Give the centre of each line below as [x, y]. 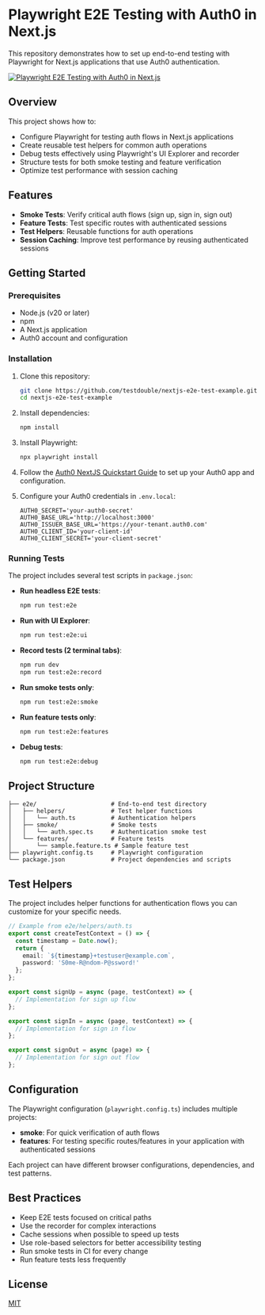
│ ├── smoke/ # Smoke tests [83, 825]
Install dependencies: [55, 413]
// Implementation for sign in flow [76, 1029]
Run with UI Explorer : [55, 621]
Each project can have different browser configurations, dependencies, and [131, 1164]
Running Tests [36, 558]
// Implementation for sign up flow [76, 999]
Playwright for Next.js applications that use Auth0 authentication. [114, 62]
